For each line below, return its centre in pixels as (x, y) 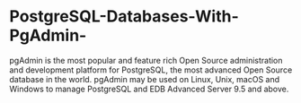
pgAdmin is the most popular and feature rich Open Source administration (146, 60)
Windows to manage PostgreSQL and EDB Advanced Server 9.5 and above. (149, 89)
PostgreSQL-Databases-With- (124, 17)
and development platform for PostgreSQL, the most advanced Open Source (151, 70)
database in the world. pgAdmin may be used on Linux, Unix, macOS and (145, 79)
